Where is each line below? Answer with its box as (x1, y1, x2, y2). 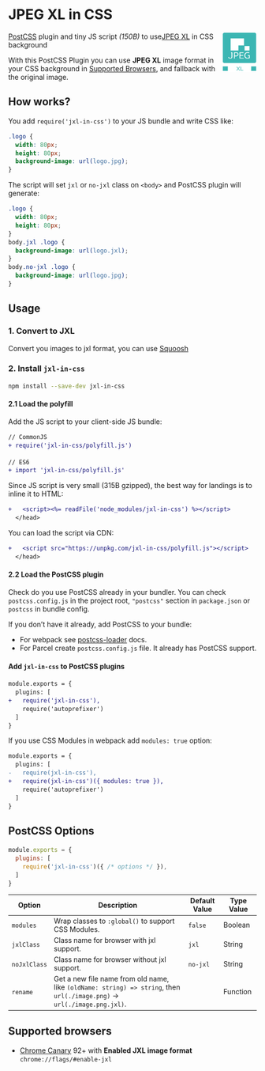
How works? (8, 95, 71, 108)
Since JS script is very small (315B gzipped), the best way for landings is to (8, 481, 252, 490)
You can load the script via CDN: (8, 528, 114, 538)
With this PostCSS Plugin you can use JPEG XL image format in (8, 55, 215, 65)
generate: (8, 188, 39, 199)
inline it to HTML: (8, 489, 64, 499)
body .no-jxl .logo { (8, 263, 77, 271)
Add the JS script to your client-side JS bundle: (8, 417, 162, 426)
